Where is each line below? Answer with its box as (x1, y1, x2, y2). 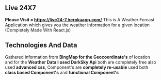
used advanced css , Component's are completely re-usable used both (5, 64, 149, 70)
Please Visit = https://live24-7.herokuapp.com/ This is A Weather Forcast (5, 16, 155, 22)
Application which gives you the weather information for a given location (5, 22, 150, 28)
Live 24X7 (5, 4, 36, 12)
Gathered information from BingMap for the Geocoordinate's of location (5, 54, 150, 60)
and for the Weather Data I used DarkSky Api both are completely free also (5, 59, 157, 65)
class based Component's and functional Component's (5, 69, 119, 75)
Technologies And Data (5, 41, 78, 49)
